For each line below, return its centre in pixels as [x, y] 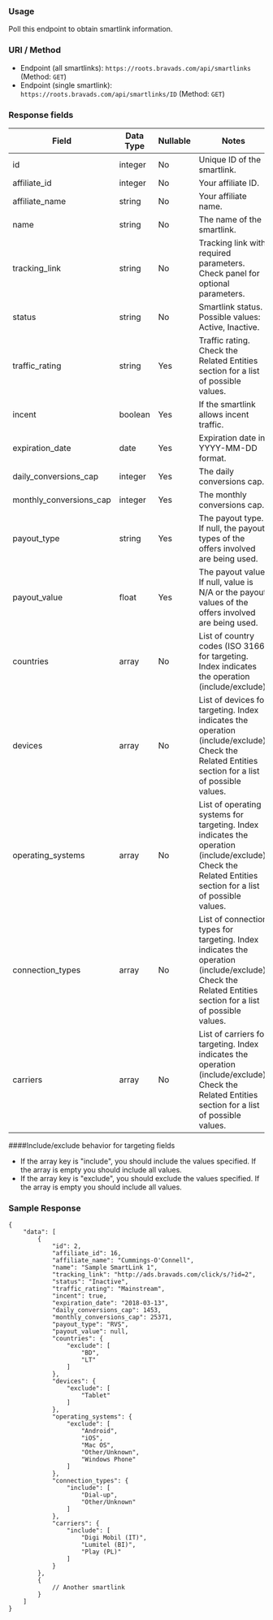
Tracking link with [232, 243]
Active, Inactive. [229, 327]
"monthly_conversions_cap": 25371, [112, 1318]
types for [216, 929]
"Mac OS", [97, 1445]
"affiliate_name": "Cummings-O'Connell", [123, 1261]
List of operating [230, 804]
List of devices [227, 700]
